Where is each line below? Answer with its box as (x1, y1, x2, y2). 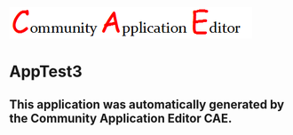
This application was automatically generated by (9, 97, 285, 112)
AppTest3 (9, 61, 83, 82)
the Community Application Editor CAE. (9, 110, 233, 126)
